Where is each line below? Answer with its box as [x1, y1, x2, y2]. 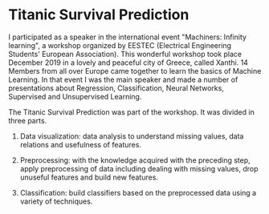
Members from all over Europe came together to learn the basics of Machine [8, 66, 262, 75]
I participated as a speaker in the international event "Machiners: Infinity [8, 32, 247, 42]
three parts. [8, 115, 47, 125]
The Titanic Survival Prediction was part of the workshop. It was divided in [8, 107, 255, 117]
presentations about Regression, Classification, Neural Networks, [8, 83, 225, 93]
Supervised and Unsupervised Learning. [8, 91, 142, 101]
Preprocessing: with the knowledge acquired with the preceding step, [19, 155, 251, 165]
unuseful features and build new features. [19, 172, 159, 182]
